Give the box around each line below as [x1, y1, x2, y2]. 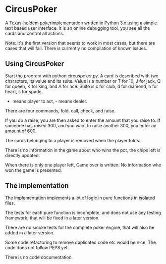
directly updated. [5, 152, 40, 158]
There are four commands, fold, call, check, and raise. [5, 107, 115, 113]
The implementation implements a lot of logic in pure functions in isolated [5, 195, 155, 201]
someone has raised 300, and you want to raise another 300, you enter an [5, 122, 157, 128]
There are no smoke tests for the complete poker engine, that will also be [5, 224, 155, 230]
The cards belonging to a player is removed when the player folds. [5, 137, 140, 143]
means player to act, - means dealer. [12, 98, 88, 104]
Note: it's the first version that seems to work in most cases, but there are [5, 40, 155, 46]
